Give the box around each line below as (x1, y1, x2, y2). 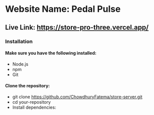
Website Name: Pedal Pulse (5, 3, 121, 15)
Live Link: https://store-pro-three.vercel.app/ (5, 23, 149, 32)
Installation (5, 38, 33, 45)
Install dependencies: (12, 104, 56, 110)
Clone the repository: (5, 83, 50, 89)
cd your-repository (12, 99, 51, 105)
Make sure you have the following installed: (5, 50, 97, 56)
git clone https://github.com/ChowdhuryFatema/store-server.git (12, 94, 143, 100)
